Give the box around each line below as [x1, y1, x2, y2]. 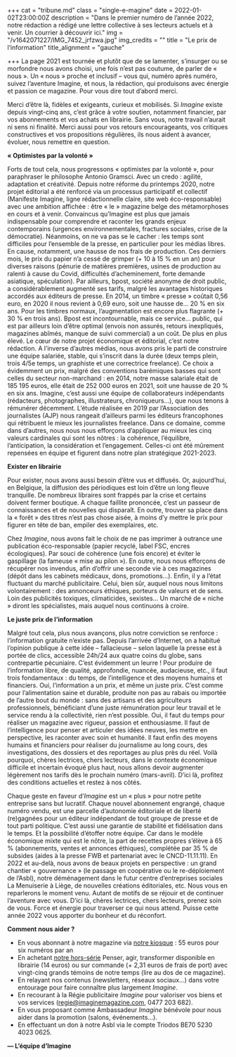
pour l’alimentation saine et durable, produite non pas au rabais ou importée [7, 689, 227, 696]
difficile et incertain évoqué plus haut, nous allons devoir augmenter [7, 763, 204, 772]
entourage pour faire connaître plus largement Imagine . [17, 983, 178, 992]
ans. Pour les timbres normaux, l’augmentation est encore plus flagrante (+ [7, 307, 224, 315]
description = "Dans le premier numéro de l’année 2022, [51, 13, 214, 22]
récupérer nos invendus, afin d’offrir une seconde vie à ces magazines [7, 564, 212, 572]
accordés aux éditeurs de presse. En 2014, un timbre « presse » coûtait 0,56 [7, 292, 228, 300]
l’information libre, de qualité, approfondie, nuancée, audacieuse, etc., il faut [7, 666, 228, 674]
